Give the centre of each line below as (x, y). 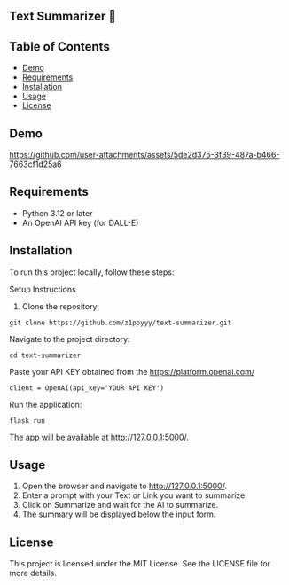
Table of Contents (60, 47)
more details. (33, 573)
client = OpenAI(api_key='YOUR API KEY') (87, 388)
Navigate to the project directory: (70, 339)
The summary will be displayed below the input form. (119, 514)
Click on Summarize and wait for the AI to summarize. (120, 505)
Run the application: (46, 404)
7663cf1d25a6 (35, 164)
